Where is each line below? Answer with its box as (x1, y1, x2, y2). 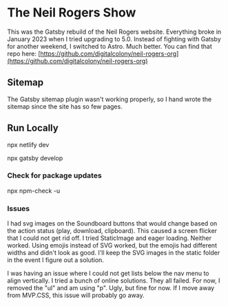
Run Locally (7, 122, 59, 134)
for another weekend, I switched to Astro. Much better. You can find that (7, 42, 212, 50)
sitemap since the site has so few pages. (7, 102, 123, 111)
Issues (7, 204, 30, 213)
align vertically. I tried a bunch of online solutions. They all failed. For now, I (7, 276, 220, 285)
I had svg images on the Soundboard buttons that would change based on (7, 219, 218, 228)
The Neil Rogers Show (7, 5, 136, 21)
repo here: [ (7, 50, 41, 58)
